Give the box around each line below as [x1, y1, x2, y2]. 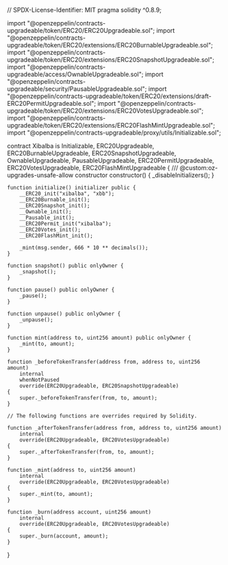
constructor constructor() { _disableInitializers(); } [75, 171, 214, 179]
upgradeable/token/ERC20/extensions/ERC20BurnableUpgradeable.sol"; [7, 41, 214, 49]
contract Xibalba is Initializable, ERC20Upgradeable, [7, 142, 155, 150]
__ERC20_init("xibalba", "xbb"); [19, 190, 115, 197]
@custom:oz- [179, 164, 218, 172]
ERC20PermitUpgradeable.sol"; [7, 100, 97, 107]
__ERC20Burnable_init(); [19, 196, 90, 203]
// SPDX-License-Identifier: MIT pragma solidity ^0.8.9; [7, 6, 162, 14]
